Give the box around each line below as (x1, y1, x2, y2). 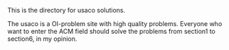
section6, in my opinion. (7, 35, 78, 43)
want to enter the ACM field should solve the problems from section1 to (7, 27, 215, 35)
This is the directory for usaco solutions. (7, 6, 126, 14)
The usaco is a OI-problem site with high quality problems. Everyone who (7, 20, 223, 27)
